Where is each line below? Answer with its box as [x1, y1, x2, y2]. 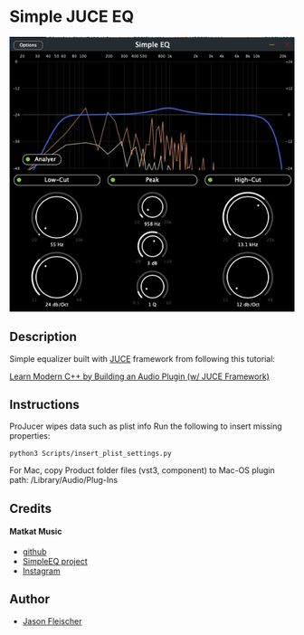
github [22, 545, 47, 557]
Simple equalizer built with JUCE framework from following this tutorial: [9, 353, 276, 364]
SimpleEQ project [22, 555, 88, 566]
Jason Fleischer [22, 615, 82, 626]
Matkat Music [9, 526, 62, 537]
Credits [9, 500, 52, 517]
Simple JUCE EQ [9, 6, 134, 27]
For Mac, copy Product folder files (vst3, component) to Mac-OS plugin [9, 465, 276, 476]
